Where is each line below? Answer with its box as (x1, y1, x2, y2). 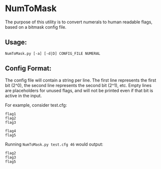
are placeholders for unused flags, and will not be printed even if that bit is (5, 87, 153, 93)
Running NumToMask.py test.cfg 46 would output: (5, 141, 103, 147)
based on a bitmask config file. (5, 24, 67, 30)
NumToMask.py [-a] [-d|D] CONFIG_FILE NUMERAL (5, 51, 101, 56)
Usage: (5, 38, 28, 47)
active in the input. (5, 93, 42, 99)
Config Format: (5, 64, 52, 73)
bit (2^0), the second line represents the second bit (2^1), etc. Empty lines (5, 82, 152, 88)
